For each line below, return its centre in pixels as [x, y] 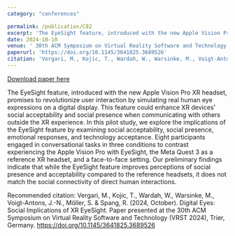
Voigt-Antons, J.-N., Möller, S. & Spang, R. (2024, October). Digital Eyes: [111, 202]
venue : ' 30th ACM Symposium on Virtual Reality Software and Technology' [119, 46]
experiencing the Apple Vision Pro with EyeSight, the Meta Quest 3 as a [110, 152]
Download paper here [38, 78]
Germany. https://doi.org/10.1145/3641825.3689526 [81, 225]
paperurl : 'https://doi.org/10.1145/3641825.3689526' [87, 53]
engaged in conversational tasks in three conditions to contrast [98, 144]
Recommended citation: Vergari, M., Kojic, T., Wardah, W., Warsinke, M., [111, 195]
